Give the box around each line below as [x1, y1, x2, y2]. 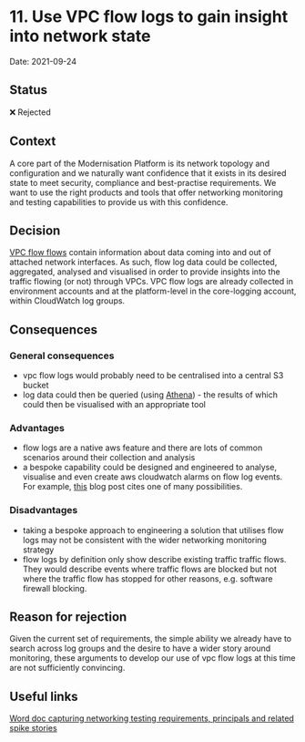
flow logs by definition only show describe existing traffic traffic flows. [22, 553, 287, 564]
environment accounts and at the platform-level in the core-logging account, [9, 285, 297, 297]
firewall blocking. [22, 582, 87, 593]
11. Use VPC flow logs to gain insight [9, 6, 289, 27]
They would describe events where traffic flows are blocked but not [22, 563, 278, 574]
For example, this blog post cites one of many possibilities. [22, 481, 243, 492]
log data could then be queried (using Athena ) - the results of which [22, 389, 278, 400]
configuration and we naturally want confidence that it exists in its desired [9, 167, 287, 179]
